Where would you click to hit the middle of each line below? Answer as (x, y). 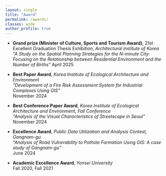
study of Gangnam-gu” (37, 148)
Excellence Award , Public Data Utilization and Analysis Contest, (80, 131)
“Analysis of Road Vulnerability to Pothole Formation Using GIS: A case (87, 143)
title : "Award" (21, 15)
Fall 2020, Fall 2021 (33, 168)
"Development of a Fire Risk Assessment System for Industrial (77, 85)
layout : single (21, 10)
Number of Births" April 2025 (43, 65)
